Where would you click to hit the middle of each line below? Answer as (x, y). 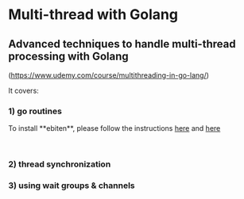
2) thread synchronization (60, 164)
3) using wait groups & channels (72, 186)
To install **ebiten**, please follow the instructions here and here (114, 128)
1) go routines (35, 111)
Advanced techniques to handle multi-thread (122, 44)
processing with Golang (68, 56)
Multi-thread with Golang (93, 15)
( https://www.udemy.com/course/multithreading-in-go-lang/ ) (108, 75)
